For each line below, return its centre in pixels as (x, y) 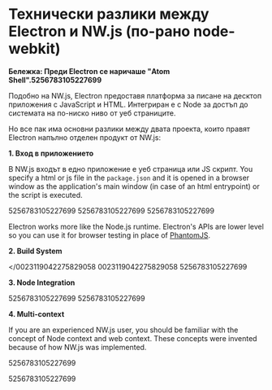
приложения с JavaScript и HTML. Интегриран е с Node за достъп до (128, 104)
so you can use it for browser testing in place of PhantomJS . (110, 235)
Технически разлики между (109, 14)
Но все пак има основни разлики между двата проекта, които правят (129, 129)
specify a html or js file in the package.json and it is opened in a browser (129, 177)
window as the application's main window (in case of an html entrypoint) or (134, 186)
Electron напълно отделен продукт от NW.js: (84, 137)
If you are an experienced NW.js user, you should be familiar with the (123, 330)
